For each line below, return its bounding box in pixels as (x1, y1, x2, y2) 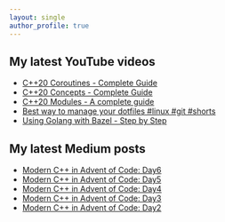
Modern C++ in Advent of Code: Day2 (21, 202, 162, 213)
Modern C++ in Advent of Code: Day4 (21, 184, 162, 194)
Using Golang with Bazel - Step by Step (21, 115, 167, 126)
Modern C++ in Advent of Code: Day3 (21, 193, 162, 204)
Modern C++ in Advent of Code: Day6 (21, 165, 162, 176)
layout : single (9, 12, 66, 22)
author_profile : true (9, 21, 90, 30)
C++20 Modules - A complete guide (21, 97, 155, 107)
